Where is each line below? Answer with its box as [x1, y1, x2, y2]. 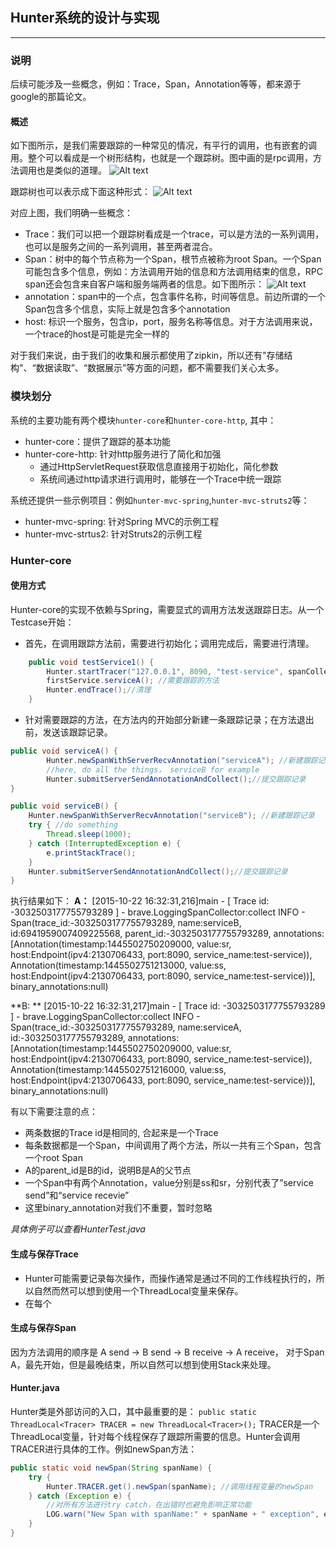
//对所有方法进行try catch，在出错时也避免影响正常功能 [46, 1500, 252, 1510]
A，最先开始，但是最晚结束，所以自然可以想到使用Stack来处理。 [10, 1358, 277, 1370]
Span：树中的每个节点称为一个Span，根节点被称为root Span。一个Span [24, 253, 322, 265]
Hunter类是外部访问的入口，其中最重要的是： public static [10, 1405, 257, 1417]
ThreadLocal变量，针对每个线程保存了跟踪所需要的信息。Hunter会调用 [10, 1430, 301, 1442]
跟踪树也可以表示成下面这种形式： [10, 186, 151, 198]
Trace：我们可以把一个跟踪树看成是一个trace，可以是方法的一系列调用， [24, 228, 325, 240]
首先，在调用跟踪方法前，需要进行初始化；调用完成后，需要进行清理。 [24, 637, 315, 649]
